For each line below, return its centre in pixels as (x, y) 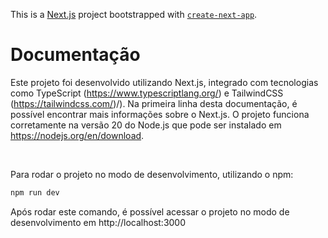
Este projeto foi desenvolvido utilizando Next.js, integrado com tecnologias (164, 82)
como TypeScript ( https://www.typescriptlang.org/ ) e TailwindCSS (147, 93)
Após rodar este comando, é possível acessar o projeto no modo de (150, 211)
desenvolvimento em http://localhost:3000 (98, 222)
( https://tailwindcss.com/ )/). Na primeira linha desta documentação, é (154, 103)
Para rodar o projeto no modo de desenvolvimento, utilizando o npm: (152, 174)
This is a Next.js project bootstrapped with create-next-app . (134, 14)
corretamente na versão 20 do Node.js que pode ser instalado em (146, 125)
